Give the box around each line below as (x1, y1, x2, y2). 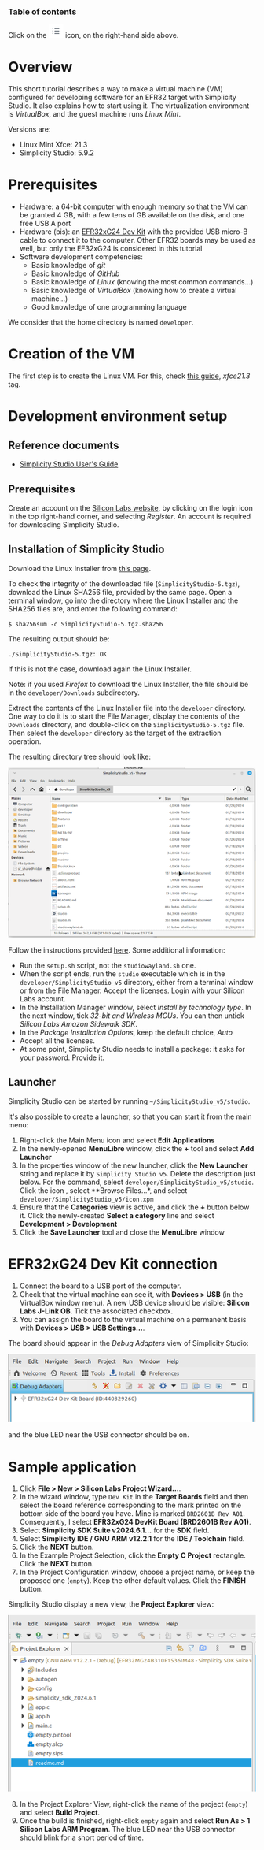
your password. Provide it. (19, 1053, 104, 1062)
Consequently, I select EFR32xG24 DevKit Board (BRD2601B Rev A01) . (19, 1518, 251, 1527)
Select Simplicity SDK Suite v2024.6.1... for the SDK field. (19, 1525, 210, 1535)
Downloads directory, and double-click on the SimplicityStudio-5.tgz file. (8, 719, 245, 729)
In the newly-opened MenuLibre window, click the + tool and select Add (19, 1143, 255, 1153)
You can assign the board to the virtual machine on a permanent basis (19, 1314, 247, 1324)
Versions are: (8, 124, 51, 134)
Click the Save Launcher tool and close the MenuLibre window (19, 1228, 225, 1237)
